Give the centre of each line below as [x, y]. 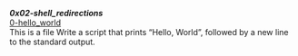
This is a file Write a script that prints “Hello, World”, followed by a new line [149, 32]
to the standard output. [52, 42]
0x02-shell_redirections [56, 13]
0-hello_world [35, 23]
